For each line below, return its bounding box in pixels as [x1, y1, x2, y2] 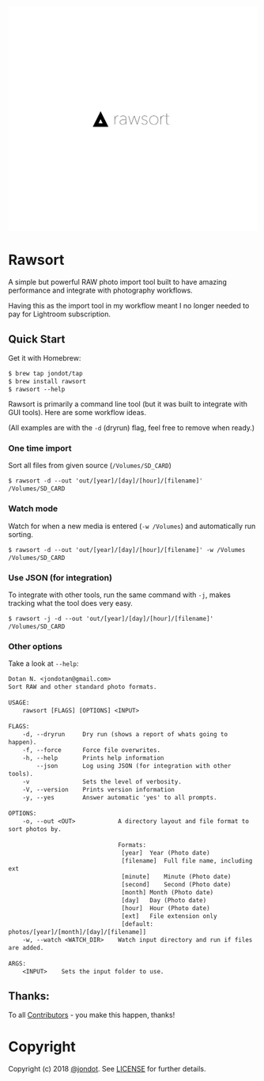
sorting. [8, 529, 34, 539]
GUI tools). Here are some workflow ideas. [8, 408, 146, 418]
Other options [8, 641, 63, 652]
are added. [8, 944, 44, 952]
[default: [121, 920, 154, 928]
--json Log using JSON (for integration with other [36, 762, 232, 770]
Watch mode [8, 503, 58, 514]
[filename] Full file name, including [121, 857, 253, 865]
